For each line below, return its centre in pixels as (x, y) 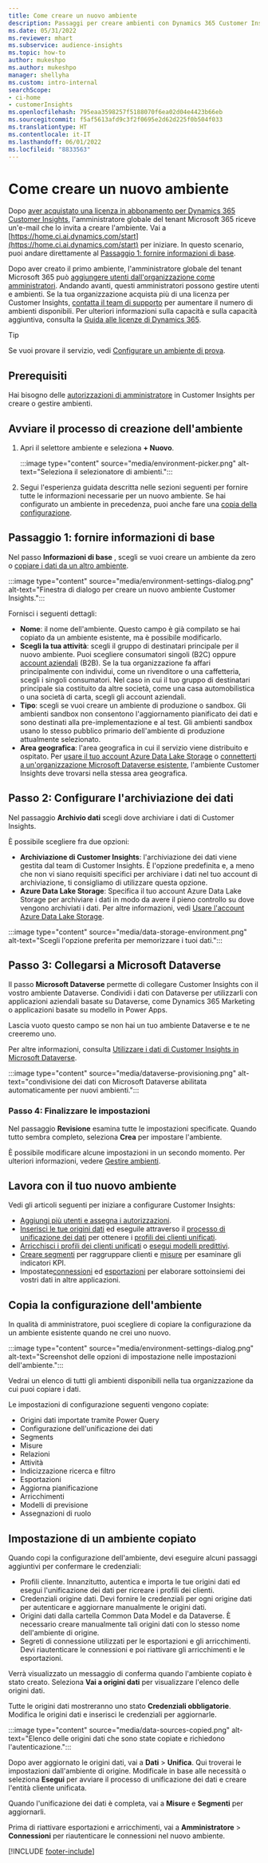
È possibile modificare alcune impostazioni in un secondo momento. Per (127, 1152)
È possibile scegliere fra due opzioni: (69, 841)
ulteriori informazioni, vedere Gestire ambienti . (85, 1161)
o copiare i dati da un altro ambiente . (69, 565)
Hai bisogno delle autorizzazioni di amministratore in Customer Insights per (132, 395)
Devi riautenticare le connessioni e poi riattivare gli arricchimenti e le (132, 1650)
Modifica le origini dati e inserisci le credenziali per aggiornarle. (112, 1714)
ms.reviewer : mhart (41, 38)
